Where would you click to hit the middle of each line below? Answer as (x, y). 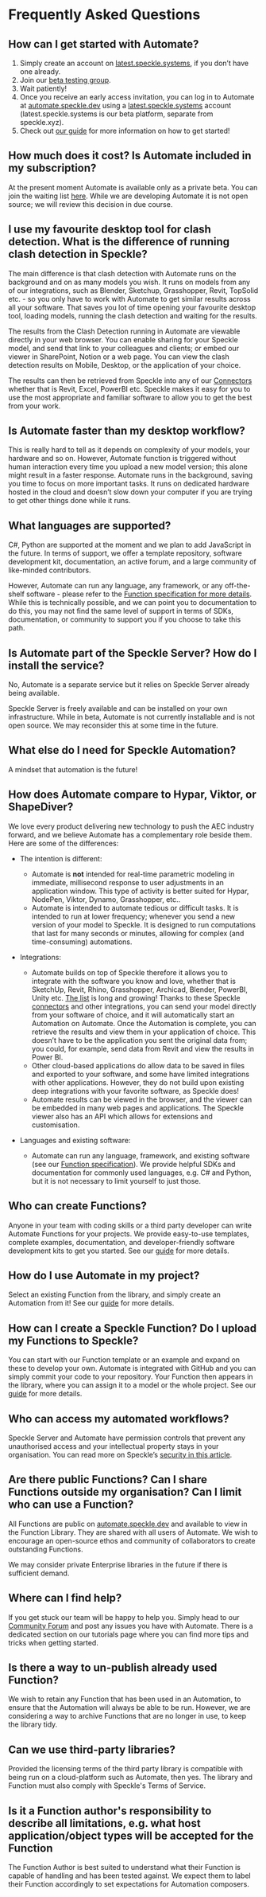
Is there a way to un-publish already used (113, 1667)
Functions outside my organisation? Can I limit (125, 1492)
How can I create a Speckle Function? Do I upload (133, 1328)
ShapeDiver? (41, 807)
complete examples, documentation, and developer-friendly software (122, 1242)
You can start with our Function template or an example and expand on (124, 1360)
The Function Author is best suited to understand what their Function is (124, 1867)
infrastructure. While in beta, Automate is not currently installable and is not (132, 717)
